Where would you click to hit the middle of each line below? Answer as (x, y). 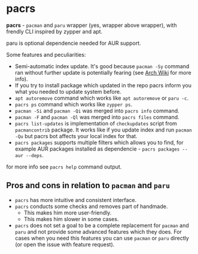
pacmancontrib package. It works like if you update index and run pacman (103, 130)
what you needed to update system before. (68, 91)
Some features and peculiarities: (46, 54)
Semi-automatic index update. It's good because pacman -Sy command (102, 66)
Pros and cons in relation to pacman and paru (88, 186)
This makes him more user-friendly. (68, 212)
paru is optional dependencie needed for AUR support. (74, 43)
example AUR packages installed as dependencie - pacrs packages (97, 149)
